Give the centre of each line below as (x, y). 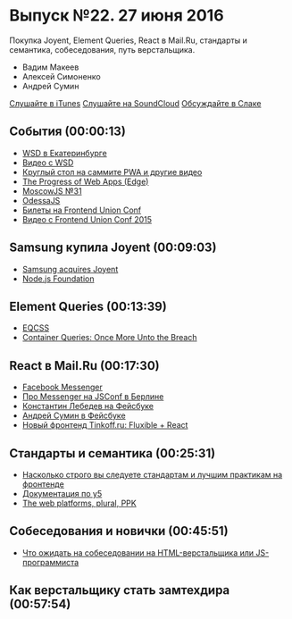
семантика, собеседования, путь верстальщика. (102, 49)
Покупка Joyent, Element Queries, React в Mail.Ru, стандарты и (128, 40)
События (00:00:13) (68, 132)
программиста (50, 562)
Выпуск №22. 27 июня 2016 (117, 16)
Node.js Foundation (58, 279)
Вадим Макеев (50, 67)
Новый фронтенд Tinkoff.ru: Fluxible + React (105, 425)
